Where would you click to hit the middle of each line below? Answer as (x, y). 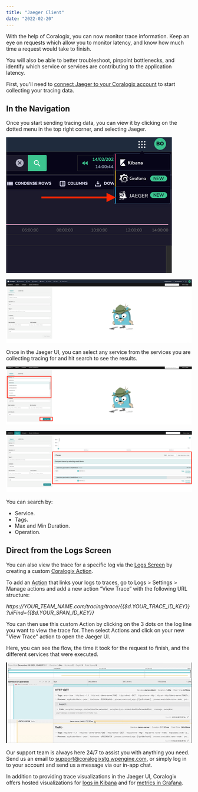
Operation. (28, 532)
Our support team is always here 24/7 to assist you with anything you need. (98, 753)
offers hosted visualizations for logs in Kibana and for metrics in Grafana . (95, 783)
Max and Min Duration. (42, 526)
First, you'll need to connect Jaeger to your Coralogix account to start (91, 84)
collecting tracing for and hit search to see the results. (72, 359)
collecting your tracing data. (40, 90)
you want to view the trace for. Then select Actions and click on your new (95, 630)
